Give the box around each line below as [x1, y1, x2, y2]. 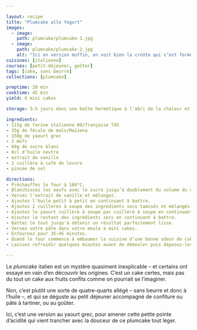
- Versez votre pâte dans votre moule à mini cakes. [6, 225, 138, 231]
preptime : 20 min [6, 85, 49, 90]
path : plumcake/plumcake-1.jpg [16, 36, 93, 42]
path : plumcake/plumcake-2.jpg [16, 46, 93, 53]
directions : [6, 176, 35, 182]
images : [6, 25, 25, 31]
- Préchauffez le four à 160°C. [6, 181, 85, 188]
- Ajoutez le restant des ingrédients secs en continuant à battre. [6, 214, 177, 220]
